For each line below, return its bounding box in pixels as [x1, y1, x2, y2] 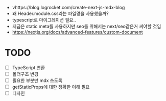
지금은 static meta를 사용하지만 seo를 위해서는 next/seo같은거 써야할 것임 [12, 23, 161, 29]
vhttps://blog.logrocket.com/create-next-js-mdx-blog [12, 5, 125, 10]
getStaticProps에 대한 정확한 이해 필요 [12, 84, 90, 90]
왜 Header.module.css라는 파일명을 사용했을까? [12, 10, 109, 16]
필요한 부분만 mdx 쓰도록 [12, 77, 62, 84]
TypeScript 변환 [12, 64, 45, 71]
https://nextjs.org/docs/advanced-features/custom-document [12, 29, 144, 35]
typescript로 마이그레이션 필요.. [12, 17, 76, 23]
